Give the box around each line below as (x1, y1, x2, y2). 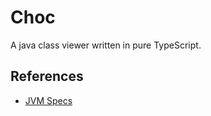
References (10, 68, 84, 85)
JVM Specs (24, 94, 73, 106)
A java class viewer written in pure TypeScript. (10, 39, 202, 51)
